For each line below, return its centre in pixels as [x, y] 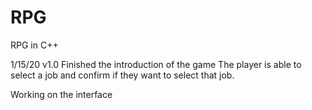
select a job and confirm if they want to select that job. [122, 75]
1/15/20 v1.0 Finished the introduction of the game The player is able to [156, 64]
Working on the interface [61, 94]
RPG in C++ [34, 45]
